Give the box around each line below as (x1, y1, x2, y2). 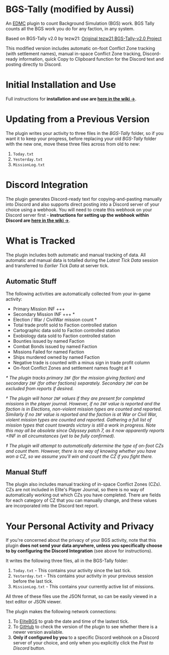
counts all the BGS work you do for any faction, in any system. (6, 25, 135, 31)
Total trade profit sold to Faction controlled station (13, 322, 117, 328)
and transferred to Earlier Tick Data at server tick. (6, 262, 109, 268)
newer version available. (13, 629, 64, 635)
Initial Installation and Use (6, 79, 116, 90)
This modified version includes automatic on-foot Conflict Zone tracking (6, 45, 155, 51)
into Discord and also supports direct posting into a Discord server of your (6, 201, 160, 207)
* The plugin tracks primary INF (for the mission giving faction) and (6, 375, 145, 381)
